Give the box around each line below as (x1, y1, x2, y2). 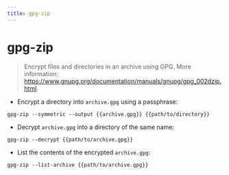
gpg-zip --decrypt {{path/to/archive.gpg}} (7, 136, 134, 143)
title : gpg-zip (7, 10, 51, 17)
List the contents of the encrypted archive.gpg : (16, 148, 151, 156)
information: (23, 69, 58, 78)
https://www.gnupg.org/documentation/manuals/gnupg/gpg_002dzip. (23, 77, 221, 85)
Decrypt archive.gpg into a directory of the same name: (16, 123, 175, 131)
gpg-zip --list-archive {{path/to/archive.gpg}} (7, 161, 149, 168)
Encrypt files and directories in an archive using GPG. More (23, 62, 192, 71)
